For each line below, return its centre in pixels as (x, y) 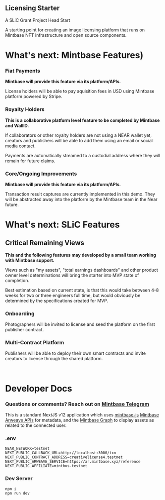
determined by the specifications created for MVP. (57, 300)
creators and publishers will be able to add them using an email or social (79, 140)
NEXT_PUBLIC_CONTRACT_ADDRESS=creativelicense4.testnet (64, 457)
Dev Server (19, 479)
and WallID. (17, 125)
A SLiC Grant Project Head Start (38, 20)
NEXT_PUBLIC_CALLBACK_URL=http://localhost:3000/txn (61, 453)
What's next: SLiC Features (62, 225)
